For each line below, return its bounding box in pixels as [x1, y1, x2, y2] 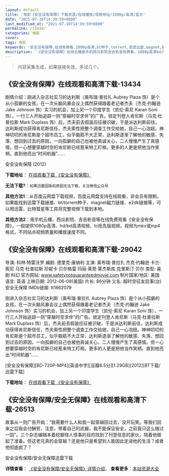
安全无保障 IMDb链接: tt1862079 [5, 285, 72, 291]
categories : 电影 [5, 31, 40, 36]
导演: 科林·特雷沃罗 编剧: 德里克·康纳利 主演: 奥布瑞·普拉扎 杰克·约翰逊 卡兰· [5, 260, 161, 266]
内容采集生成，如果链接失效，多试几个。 [17, 64, 102, 70]
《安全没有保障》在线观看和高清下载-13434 [5, 80, 141, 88]
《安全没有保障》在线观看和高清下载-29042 [5, 245, 142, 254]
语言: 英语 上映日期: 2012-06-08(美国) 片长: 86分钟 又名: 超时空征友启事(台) [5, 278, 162, 284]
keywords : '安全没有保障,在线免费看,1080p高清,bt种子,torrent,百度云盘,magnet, [5, 45, 162, 50]
